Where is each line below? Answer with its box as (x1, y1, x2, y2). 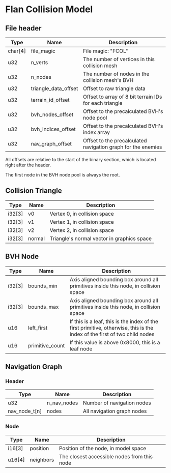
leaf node (69, 345, 93, 352)
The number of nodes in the (83, 70, 150, 77)
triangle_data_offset (31, 85, 78, 92)
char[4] (8, 47, 26, 54)
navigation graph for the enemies (83, 143, 162, 151)
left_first (27, 324, 48, 331)
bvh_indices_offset (31, 126, 76, 133)
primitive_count (27, 342, 65, 349)
